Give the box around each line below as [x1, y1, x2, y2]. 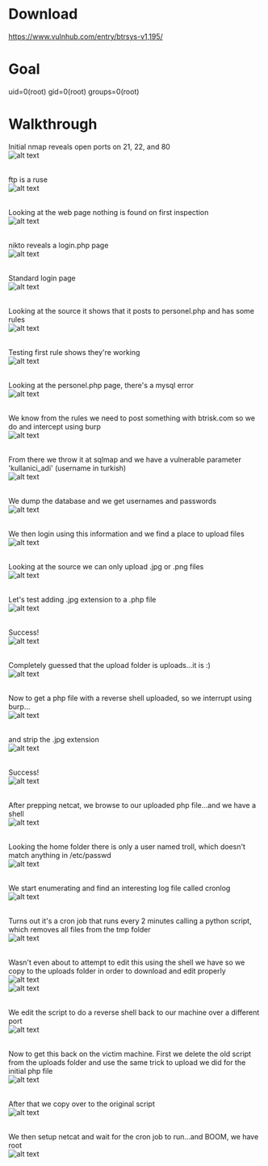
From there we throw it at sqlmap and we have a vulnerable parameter [8, 454, 242, 464]
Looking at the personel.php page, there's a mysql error [8, 380, 195, 390]
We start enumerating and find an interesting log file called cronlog [8, 883, 231, 893]
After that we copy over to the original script [8, 1099, 156, 1109]
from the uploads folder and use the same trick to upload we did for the [8, 1057, 246, 1067]
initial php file [8, 1066, 53, 1075]
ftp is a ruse [8, 175, 48, 184]
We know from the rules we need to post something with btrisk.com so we [8, 413, 256, 423]
